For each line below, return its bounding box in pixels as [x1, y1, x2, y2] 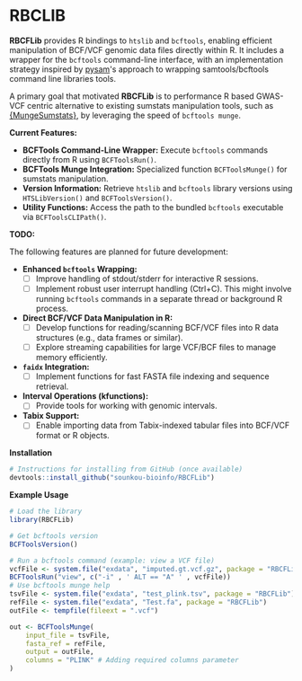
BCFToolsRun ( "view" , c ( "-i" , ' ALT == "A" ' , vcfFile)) [9, 572, 231, 582]
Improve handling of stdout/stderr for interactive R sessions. [35, 273, 259, 284]
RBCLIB [9, 5, 66, 26]
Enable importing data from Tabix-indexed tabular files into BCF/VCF [35, 420, 290, 431]
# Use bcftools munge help [9, 581, 111, 590]
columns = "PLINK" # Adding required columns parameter [25, 656, 240, 665]
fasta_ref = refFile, [25, 639, 106, 648]
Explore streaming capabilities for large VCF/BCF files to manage [35, 342, 277, 353]
